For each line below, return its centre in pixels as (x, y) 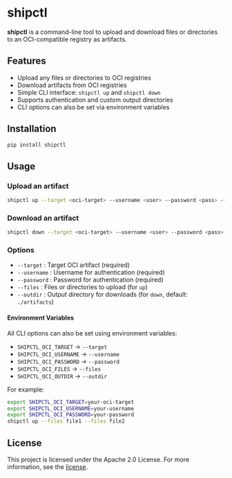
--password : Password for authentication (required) (90, 280)
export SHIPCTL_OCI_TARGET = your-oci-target (71, 402)
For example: (26, 389)
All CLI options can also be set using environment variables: (92, 333)
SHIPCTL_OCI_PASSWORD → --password (68, 361)
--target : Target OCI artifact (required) (73, 265)
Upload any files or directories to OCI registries (84, 77)
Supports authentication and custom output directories (95, 100)
